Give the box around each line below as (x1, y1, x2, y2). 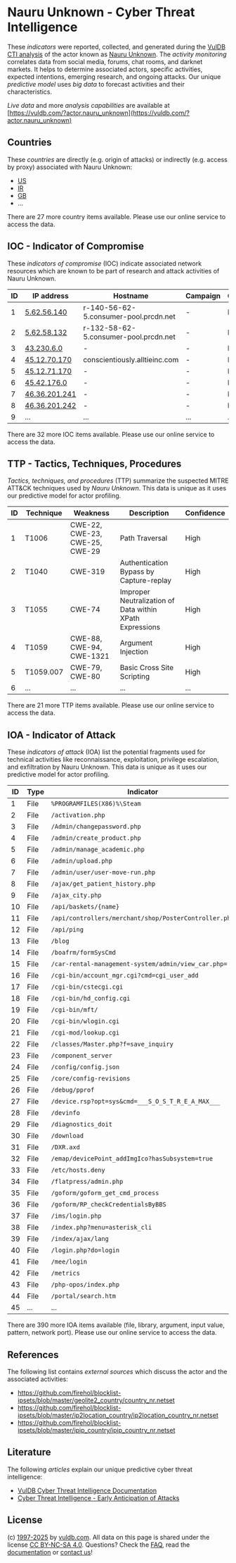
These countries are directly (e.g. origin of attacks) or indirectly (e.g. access (7, 155, 228, 163)
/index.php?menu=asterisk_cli (51, 1223, 152, 1232)
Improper (119, 587, 150, 597)
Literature (7, 1446, 51, 1459)
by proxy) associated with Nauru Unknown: (7, 163, 133, 171)
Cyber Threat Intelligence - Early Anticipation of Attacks (17, 1493, 180, 1502)
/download (51, 1132, 84, 1140)
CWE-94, (70, 643, 103, 653)
